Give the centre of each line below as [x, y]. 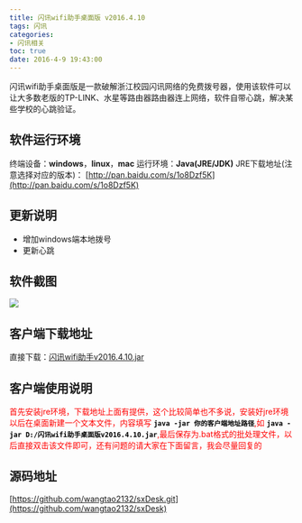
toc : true [28, 51]
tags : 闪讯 [28, 26]
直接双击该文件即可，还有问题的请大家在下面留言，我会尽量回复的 [139, 445]
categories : [32, 34]
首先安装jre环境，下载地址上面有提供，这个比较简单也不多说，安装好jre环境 [149, 412]
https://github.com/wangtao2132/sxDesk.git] [95, 499]
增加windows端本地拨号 [67, 239]
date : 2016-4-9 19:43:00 [56, 60]
